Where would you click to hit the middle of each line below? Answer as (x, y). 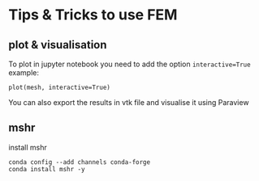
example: (24, 73)
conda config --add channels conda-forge (80, 162)
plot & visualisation (58, 45)
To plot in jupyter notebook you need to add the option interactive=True (129, 64)
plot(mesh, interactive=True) (60, 87)
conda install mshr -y (47, 169)
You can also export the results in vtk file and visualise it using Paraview (129, 102)
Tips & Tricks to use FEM (93, 15)
